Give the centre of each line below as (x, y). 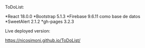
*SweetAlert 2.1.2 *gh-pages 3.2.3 (40, 22)
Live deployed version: (28, 31)
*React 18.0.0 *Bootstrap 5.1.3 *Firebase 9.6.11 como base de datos (73, 16)
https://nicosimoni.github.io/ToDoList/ (43, 40)
